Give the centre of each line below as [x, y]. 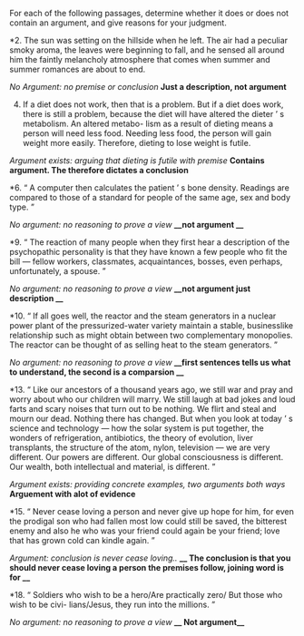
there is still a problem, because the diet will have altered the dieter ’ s [153, 114]
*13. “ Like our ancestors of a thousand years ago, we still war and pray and [151, 390]
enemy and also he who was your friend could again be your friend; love [145, 531]
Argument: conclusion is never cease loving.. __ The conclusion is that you [150, 558]
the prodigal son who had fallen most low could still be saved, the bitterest [148, 521]
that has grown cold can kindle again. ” [83, 540]
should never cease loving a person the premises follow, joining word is [147, 568]
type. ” [22, 207]
